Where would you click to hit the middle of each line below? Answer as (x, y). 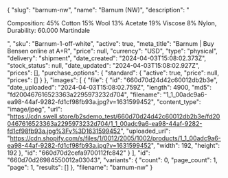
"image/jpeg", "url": (35, 109)
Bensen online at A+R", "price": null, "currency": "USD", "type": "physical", (112, 51)
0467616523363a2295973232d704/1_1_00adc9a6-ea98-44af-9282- (105, 124)
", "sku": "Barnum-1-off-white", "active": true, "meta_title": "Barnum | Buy (111, 43)
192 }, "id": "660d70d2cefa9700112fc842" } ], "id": (79, 153)
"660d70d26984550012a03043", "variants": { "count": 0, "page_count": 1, (112, 160)
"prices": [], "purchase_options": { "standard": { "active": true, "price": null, (113, 73)
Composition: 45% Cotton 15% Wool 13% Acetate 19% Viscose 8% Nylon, (112, 23)
